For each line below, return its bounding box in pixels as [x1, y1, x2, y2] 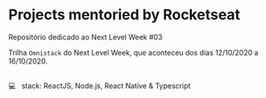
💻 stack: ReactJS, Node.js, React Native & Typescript [8, 80, 191, 90]
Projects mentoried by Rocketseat [8, 6, 240, 24]
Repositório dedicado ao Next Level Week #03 [8, 32, 163, 42]
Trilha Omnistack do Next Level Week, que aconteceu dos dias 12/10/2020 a [8, 47, 259, 57]
